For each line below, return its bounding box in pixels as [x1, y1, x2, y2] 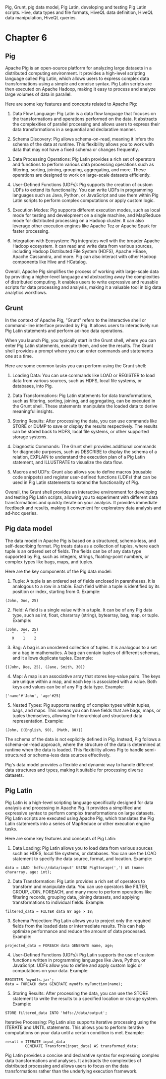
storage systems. [12, 434, 48, 440]
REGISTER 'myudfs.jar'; [5, 977, 55, 982]
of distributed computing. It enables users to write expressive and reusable [5, 279, 159, 285]
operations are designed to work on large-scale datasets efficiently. [12, 172, 151, 178]
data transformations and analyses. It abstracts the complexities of [5, 1058, 142, 1064]
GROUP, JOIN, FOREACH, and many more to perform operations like [12, 889, 152, 895]
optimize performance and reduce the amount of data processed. [12, 928, 146, 935]
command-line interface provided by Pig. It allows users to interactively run [5, 322, 159, 328]
